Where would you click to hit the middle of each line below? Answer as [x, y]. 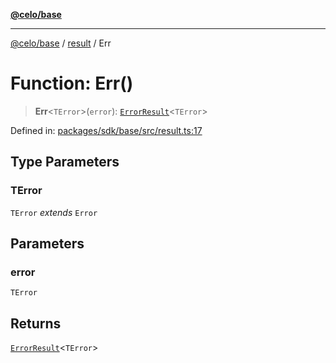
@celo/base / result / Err [61, 43]
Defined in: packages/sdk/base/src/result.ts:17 [106, 130]
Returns [36, 323]
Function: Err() [72, 83]
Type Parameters [65, 162]
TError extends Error [54, 212]
